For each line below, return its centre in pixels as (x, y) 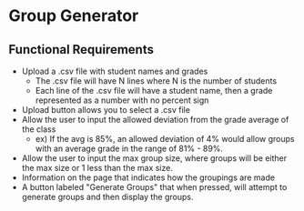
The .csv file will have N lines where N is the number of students (156, 81)
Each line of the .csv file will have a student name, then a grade (154, 90)
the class (39, 129)
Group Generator (74, 16)
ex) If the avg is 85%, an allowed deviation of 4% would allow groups (165, 139)
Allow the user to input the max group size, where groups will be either (154, 158)
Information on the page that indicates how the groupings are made (148, 177)
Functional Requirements (81, 50)
